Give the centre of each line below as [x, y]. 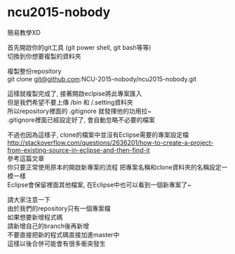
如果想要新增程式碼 [35, 217]
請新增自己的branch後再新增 [48, 226]
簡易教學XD [24, 32]
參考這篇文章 [26, 158]
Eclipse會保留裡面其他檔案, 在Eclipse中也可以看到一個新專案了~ [99, 185]
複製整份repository [34, 71]
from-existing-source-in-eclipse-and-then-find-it [79, 150]
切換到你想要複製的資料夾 [44, 56]
